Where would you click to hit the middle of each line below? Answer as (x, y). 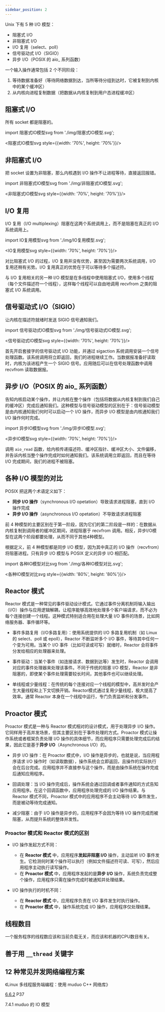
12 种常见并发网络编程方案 (45, 972)
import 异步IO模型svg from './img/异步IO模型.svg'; (55, 428)
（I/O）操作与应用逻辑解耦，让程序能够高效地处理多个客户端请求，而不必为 (81, 610)
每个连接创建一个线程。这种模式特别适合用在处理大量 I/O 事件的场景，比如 (80, 616)
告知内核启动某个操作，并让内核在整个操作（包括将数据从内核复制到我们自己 (82, 399)
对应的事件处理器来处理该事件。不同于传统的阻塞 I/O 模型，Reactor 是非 (85, 668)
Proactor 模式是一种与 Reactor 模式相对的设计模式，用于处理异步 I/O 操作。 (82, 726)
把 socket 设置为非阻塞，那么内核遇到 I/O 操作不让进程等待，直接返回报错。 (82, 173)
